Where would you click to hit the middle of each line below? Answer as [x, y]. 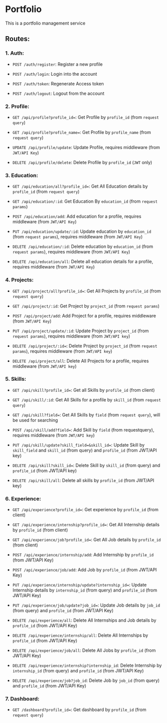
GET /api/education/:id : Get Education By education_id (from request [85, 201]
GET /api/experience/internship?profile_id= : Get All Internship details [86, 525]
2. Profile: [17, 106]
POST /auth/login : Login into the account [55, 74]
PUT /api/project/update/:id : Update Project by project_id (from [80, 331]
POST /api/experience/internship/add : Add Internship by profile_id [83, 555]
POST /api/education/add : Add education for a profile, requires [77, 216]
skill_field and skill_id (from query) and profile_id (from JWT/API [84, 450]
